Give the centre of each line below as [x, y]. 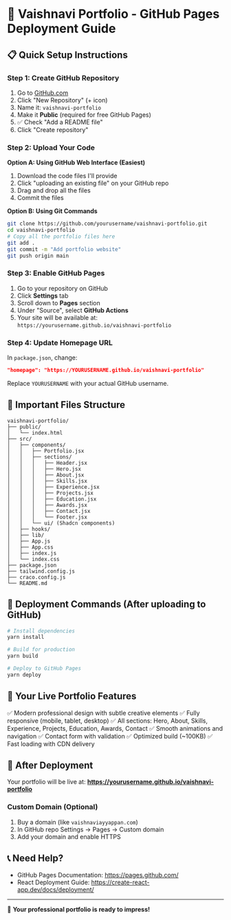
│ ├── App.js [29, 541]
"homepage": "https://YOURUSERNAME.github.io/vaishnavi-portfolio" [106, 371]
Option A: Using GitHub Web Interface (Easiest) [76, 163]
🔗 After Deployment [50, 765]
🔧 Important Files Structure [66, 405]
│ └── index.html [35, 432]
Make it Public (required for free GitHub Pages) [84, 114]
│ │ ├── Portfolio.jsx [46, 451]
